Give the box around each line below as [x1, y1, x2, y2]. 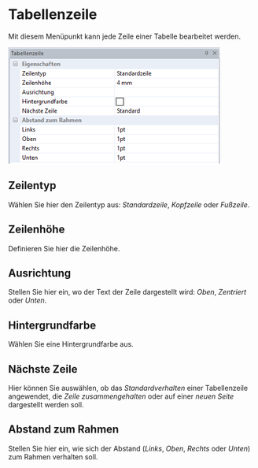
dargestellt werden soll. [8, 400, 84, 409]
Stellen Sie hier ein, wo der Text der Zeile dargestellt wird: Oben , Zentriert [8, 288, 247, 297]
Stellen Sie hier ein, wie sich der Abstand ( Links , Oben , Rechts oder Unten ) [8, 444, 251, 453]
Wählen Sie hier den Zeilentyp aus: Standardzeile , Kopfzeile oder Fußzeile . [8, 199, 250, 210]
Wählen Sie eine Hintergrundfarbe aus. [8, 340, 134, 349]
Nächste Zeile [8, 362, 78, 376]
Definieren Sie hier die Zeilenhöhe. [8, 243, 120, 253]
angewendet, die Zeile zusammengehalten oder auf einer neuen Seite [8, 392, 234, 401]
